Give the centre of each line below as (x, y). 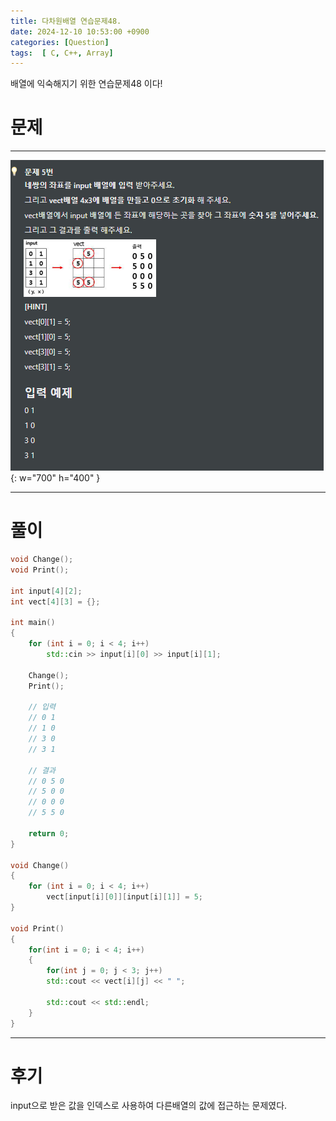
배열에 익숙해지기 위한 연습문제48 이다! (86, 84)
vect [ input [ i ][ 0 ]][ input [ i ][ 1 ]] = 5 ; (125, 897)
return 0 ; (49, 833)
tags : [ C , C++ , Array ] (62, 53)
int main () (33, 623)
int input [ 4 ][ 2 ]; (46, 591)
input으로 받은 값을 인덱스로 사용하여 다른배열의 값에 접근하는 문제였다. (149, 1106)
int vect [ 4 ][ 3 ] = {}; (55, 601)
